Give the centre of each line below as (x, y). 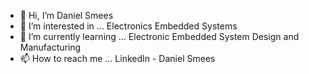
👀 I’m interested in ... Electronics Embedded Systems (128, 26)
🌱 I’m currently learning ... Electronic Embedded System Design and (159, 36)
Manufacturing (50, 47)
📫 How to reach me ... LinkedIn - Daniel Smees (117, 58)
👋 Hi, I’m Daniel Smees (66, 15)
